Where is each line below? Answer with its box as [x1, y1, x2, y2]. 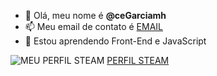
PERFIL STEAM [106, 55, 170, 66]
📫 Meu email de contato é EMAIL [24, 21, 163, 32]
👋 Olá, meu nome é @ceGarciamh [24, 10, 167, 21]
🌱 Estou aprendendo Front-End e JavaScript [24, 35, 207, 47]
